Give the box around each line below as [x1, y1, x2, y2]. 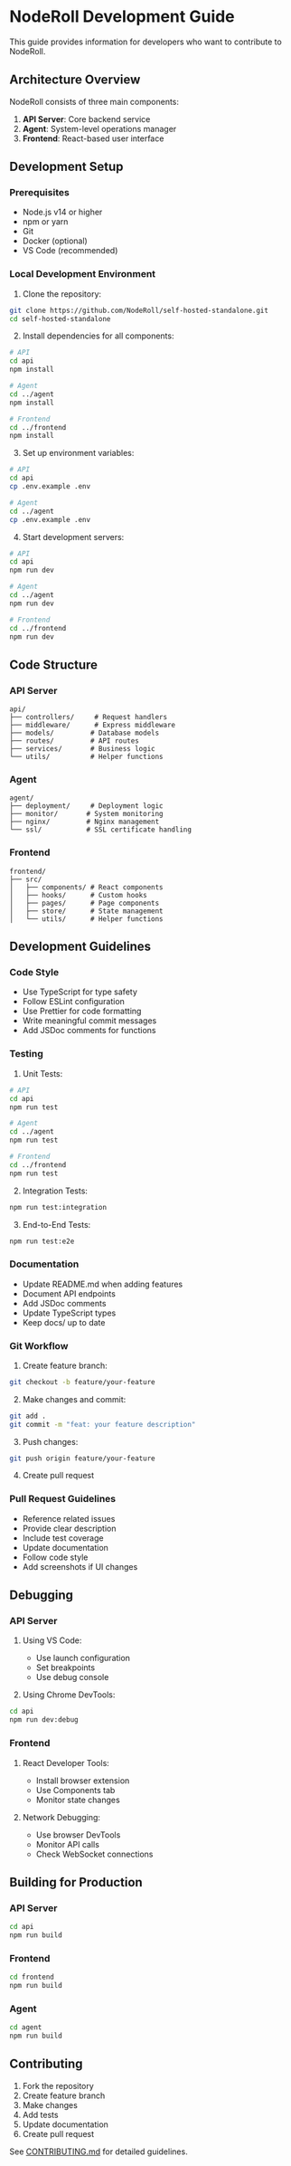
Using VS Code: [22, 1635, 82, 1646]
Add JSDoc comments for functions [22, 1025, 156, 1036]
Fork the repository [22, 2080, 95, 2091]
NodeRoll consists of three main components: [9, 96, 179, 107]
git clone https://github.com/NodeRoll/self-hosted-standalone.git [9, 306, 269, 315]
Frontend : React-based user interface [22, 133, 164, 144]
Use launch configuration [35, 1653, 131, 1664]
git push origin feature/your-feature [9, 1454, 155, 1463]
